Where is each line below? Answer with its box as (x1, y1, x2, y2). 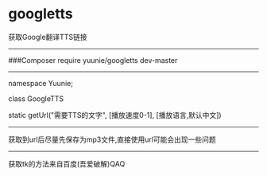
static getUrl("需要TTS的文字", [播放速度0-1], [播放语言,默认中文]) (8, 110, 222, 119)
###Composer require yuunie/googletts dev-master (8, 55, 178, 65)
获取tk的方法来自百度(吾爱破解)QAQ (8, 158, 126, 168)
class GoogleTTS (8, 93, 64, 104)
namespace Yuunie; (8, 78, 74, 88)
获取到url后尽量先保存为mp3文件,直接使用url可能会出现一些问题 (8, 135, 216, 144)
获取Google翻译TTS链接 (8, 32, 87, 41)
